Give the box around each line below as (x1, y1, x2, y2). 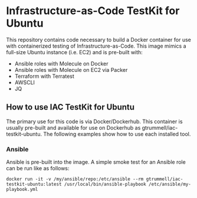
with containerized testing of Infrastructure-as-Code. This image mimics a (6, 42, 187, 49)
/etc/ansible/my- (148, 181, 192, 187)
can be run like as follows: (6, 165, 70, 172)
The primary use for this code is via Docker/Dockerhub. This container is (6, 118, 183, 125)
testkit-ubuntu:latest (6, 181, 62, 187)
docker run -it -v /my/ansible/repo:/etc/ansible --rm (6, 176, 144, 182)
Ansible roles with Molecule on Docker (14, 60, 109, 67)
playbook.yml (6, 187, 38, 193)
